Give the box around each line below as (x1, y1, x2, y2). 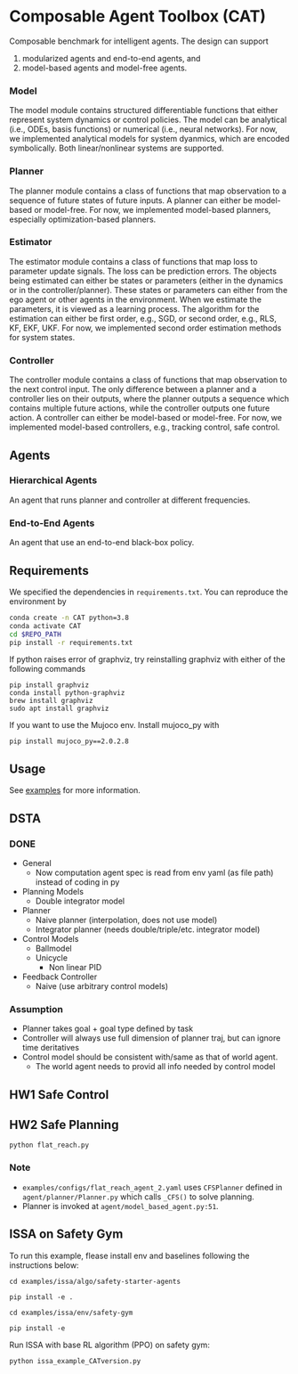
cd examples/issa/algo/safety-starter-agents (9, 1277, 181, 1286)
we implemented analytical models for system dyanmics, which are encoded (9, 134, 290, 144)
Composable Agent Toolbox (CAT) (9, 6, 267, 27)
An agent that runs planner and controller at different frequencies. (9, 495, 251, 505)
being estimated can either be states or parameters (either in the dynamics (9, 274, 284, 286)
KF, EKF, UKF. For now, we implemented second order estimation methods (9, 323, 282, 333)
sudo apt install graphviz (9, 704, 109, 714)
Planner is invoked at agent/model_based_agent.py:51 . (21, 1200, 220, 1211)
